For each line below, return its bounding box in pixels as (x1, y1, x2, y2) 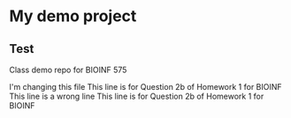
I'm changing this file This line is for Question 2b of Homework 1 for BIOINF (9, 82, 282, 92)
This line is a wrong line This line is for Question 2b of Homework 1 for (9, 91, 264, 101)
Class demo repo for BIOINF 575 (9, 64, 127, 75)
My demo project (9, 6, 137, 26)
